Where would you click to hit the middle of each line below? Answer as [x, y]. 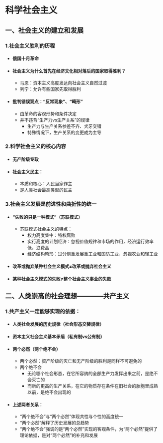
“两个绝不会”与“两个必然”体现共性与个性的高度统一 [72, 417]
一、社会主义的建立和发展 [44, 30]
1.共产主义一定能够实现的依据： [43, 311]
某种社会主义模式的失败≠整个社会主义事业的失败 [62, 279]
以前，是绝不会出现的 [49, 392]
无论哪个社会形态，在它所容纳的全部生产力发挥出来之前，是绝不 [92, 374]
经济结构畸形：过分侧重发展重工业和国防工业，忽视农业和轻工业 [92, 254]
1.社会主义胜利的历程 [30, 45]
